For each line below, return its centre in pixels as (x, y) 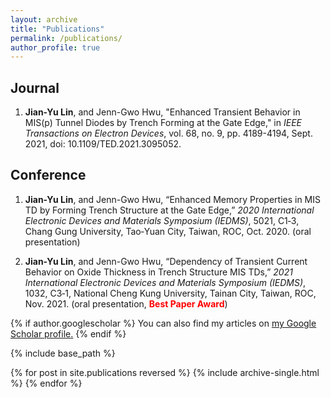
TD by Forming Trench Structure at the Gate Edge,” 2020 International (169, 210)
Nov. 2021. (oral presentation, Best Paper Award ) (126, 303)
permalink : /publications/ (66, 38)
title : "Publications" (57, 29)
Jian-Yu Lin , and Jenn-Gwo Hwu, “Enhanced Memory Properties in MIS (173, 199)
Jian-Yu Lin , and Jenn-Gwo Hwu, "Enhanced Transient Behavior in (162, 112)
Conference (48, 175)
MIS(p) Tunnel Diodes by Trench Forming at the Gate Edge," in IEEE (163, 123)
